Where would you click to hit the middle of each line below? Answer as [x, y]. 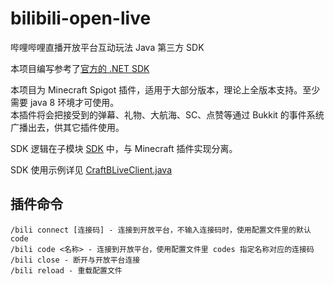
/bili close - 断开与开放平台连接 [75, 260]
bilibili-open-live [81, 18]
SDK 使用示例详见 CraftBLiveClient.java [91, 169]
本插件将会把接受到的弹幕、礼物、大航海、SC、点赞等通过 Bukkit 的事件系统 [167, 114]
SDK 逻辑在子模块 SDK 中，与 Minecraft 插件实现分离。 [124, 148]
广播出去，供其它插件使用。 [67, 127]
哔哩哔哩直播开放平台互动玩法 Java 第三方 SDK [107, 47]
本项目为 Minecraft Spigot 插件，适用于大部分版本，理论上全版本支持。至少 [165, 89]
